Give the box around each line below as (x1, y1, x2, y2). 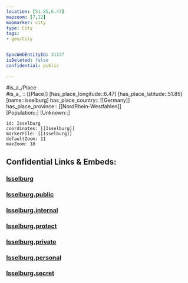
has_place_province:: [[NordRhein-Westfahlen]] (6, 102, 122, 109)
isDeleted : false (6, 57, 49, 63)
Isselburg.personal (6, 254, 62, 262)
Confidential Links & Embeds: (6, 157, 117, 167)
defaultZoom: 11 (6, 136, 46, 142)
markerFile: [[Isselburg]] (6, 131, 72, 136)
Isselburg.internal (6, 206, 58, 214)
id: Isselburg (6, 120, 41, 126)
